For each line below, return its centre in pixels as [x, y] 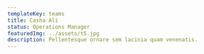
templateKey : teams [36, 14]
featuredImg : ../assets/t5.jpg [53, 33]
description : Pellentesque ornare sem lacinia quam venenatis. [103, 40]
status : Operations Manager [49, 27]
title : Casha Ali [33, 20]
